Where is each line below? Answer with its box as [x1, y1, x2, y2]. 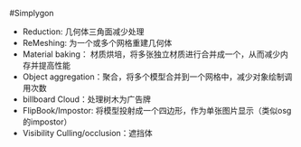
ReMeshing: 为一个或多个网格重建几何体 [22, 38, 173, 48]
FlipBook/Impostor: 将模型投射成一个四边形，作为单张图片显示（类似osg [22, 106, 292, 115]
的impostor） [22, 116, 72, 127]
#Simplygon [9, 8, 54, 18]
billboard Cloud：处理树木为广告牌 [22, 94, 151, 105]
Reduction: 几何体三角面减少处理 [22, 26, 145, 37]
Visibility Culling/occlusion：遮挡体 [22, 128, 154, 138]
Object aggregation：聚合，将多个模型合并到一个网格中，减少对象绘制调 [22, 71, 293, 82]
